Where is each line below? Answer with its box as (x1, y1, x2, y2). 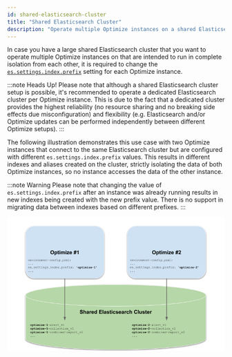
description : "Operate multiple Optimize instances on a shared (7, 26, 196, 32)
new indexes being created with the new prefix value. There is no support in (7, 195, 224, 204)
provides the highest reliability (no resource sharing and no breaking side (7, 103, 215, 111)
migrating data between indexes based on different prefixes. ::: (7, 203, 186, 211)
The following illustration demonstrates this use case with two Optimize (7, 138, 211, 146)
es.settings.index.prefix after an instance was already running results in (7, 189, 218, 197)
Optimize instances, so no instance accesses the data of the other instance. (7, 168, 223, 176)
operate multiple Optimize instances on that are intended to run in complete (7, 52, 222, 61)
